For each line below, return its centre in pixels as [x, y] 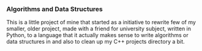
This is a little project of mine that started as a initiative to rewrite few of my [101, 22]
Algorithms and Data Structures [54, 9]
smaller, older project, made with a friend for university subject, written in [99, 29]
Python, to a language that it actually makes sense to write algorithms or [97, 35]
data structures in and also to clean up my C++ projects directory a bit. [95, 42]
